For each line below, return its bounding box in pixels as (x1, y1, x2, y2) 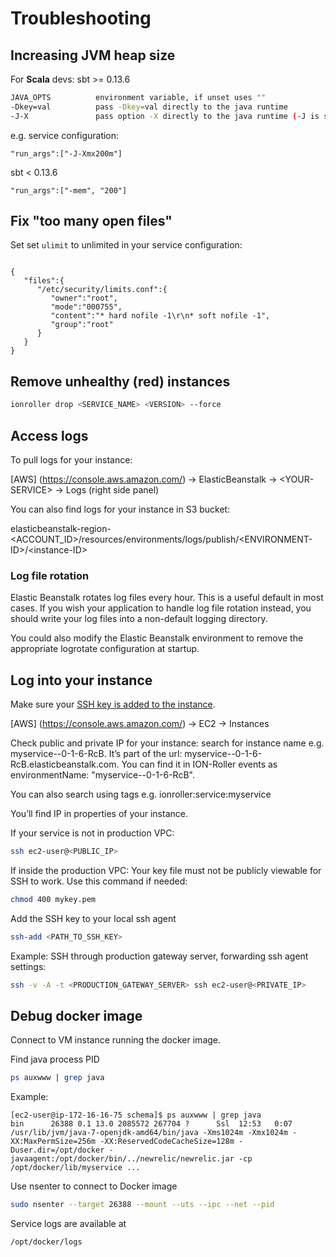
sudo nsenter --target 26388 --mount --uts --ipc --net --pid (10, 1200, 275, 1210)
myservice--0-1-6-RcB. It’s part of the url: (10, 748, 183, 760)
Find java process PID (10, 1053, 100, 1066)
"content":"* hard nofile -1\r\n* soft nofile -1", (50, 311, 271, 321)
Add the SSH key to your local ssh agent (10, 912, 177, 924)
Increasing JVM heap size (10, 47, 176, 64)
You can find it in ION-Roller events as (121, 758, 278, 771)
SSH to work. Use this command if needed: (10, 875, 188, 887)
